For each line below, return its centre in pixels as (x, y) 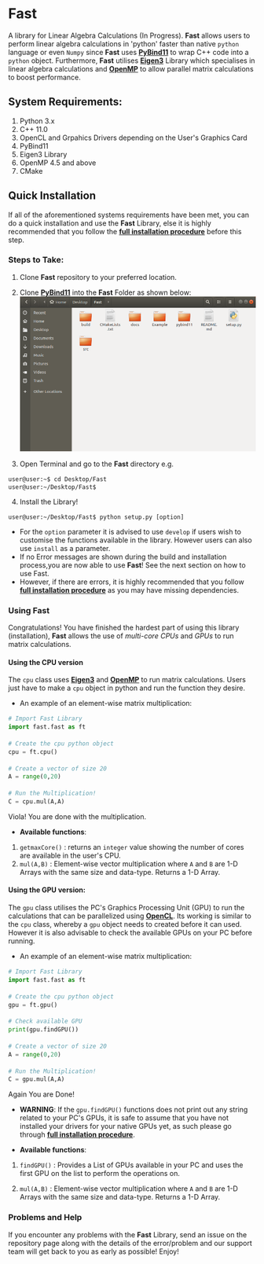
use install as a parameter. (65, 548)
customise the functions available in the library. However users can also (136, 540)
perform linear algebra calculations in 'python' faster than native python (124, 43)
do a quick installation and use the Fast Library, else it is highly (110, 223)
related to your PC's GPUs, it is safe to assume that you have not (124, 1118)
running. (22, 941)
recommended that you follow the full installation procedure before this (125, 231)
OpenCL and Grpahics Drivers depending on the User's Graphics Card (133, 138)
